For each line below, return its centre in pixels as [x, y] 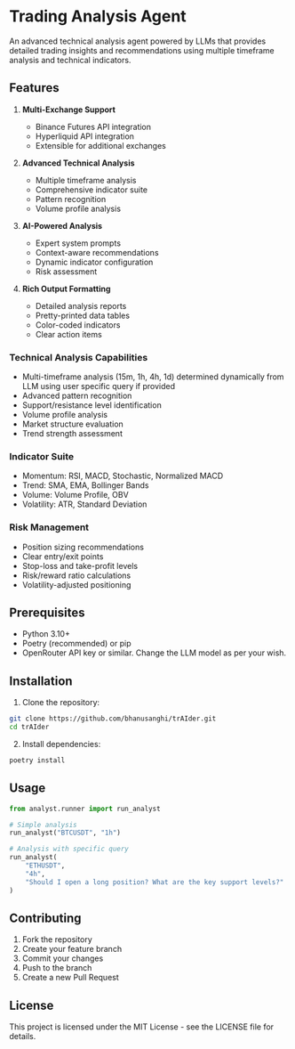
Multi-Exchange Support [68, 110]
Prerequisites [47, 613]
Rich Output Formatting [66, 289]
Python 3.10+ [46, 634]
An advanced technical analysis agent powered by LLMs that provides [138, 41]
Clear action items [68, 334]
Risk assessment [66, 271]
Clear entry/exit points [63, 556]
